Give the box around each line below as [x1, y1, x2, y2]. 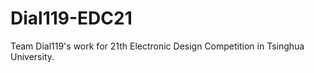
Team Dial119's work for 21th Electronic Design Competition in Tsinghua [10, 40, 305, 52]
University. [10, 50, 55, 62]
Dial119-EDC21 [10, 7, 133, 30]
